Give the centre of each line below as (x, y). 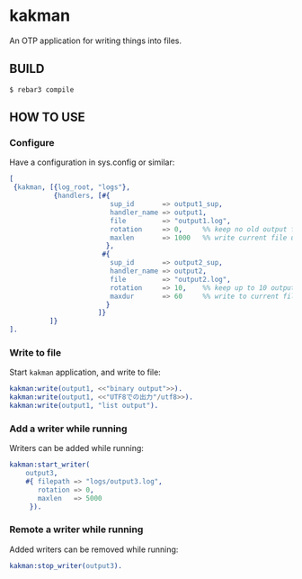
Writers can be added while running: (76, 448)
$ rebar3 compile (42, 90)
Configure (32, 143)
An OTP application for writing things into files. (96, 41)
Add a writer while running (68, 429)
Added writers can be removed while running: (94, 549)
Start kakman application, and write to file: (85, 372)
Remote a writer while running (76, 529)
